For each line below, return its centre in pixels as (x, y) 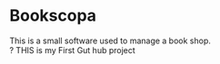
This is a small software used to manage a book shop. (110, 41)
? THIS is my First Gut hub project (73, 50)
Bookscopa (53, 16)
